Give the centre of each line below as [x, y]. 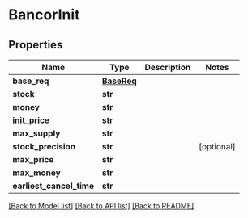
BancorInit [44, 15]
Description [168, 67]
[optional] [217, 147]
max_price [33, 159]
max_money [36, 173]
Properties [36, 45]
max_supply [36, 133]
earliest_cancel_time [53, 186]
